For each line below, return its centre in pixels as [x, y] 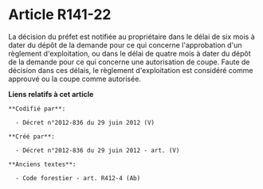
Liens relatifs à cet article [51, 94]
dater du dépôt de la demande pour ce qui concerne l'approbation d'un [125, 44]
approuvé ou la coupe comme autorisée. [75, 79]
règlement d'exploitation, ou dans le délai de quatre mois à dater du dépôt [130, 53]
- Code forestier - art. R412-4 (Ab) [78, 178]
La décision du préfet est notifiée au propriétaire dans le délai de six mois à [131, 37]
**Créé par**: [32, 137]
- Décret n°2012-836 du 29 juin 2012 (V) [85, 122]
